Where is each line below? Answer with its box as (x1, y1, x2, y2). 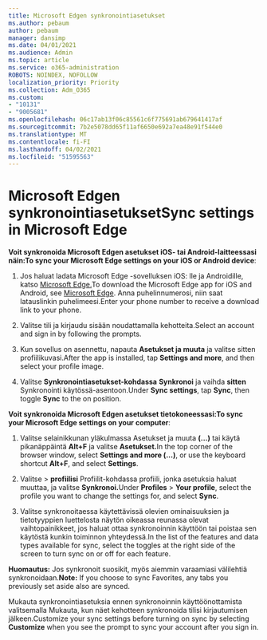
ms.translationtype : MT (8, 130, 88, 138)
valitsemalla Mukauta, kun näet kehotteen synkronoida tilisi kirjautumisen (8, 606, 249, 615)
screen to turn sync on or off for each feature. (19, 549, 171, 559)
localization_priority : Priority (8, 78, 120, 86)
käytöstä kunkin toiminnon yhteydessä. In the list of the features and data (19, 532, 259, 542)
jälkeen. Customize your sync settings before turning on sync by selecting (8, 614, 249, 623)
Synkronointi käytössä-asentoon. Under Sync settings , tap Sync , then (19, 385, 249, 395)
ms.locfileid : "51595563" (8, 152, 94, 160)
